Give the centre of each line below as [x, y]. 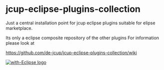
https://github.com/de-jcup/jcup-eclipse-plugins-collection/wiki [71, 53]
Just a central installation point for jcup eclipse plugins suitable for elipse [81, 23]
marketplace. [19, 28]
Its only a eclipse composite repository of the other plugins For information [82, 38]
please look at [20, 43]
